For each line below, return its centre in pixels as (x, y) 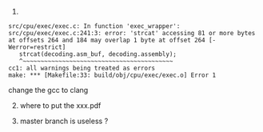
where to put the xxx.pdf (60, 106)
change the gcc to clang (48, 90)
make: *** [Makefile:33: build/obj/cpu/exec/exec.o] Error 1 (112, 75)
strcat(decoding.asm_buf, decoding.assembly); (98, 54)
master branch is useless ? (64, 121)
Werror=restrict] (37, 47)
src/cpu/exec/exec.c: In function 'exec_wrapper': (94, 26)
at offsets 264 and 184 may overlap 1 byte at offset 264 (107, 40)
